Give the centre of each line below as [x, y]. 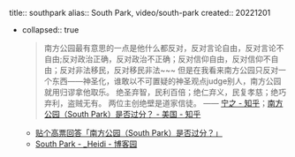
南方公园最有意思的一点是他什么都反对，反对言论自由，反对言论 [160, 48]
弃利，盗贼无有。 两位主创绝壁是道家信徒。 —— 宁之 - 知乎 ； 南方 [163, 103]
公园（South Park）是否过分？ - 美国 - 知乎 [122, 114]
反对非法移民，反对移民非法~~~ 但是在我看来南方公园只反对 [169, 70]
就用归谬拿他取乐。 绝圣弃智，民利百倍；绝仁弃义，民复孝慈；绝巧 [165, 92]
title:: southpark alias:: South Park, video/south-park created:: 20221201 [140, 13]
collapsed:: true [50, 30]
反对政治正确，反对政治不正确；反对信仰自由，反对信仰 [162, 59]
